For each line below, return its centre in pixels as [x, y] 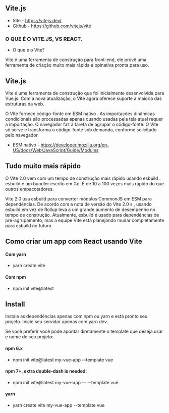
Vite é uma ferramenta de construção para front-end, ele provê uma [76, 60]
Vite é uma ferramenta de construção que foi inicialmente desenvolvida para [85, 93]
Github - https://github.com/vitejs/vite [52, 26]
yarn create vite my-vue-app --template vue [59, 405]
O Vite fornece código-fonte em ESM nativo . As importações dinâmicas [80, 114]
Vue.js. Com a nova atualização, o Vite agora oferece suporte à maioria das [84, 98]
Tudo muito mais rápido [43, 166]
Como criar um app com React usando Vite [74, 242]
